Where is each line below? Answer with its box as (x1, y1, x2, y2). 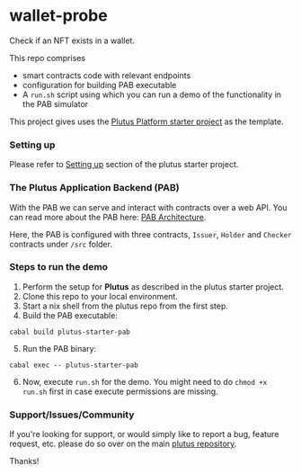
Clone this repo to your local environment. (22, 291, 178, 301)
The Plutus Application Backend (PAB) (9, 182, 180, 194)
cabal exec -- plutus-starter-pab (9, 361, 139, 370)
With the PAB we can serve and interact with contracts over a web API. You (9, 201, 288, 212)
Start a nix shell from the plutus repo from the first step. (22, 300, 229, 311)
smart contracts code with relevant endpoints (22, 69, 191, 81)
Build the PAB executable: (22, 309, 119, 320)
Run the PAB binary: (22, 343, 97, 353)
